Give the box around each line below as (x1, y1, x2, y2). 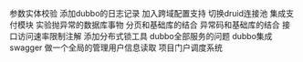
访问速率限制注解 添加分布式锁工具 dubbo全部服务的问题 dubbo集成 (16, 31, 273, 41)
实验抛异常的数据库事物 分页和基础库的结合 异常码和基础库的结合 (35, 19, 280, 30)
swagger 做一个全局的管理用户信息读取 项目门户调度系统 (9, 42, 224, 53)
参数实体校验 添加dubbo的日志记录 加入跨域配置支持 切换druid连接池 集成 (9, 8, 287, 18)
